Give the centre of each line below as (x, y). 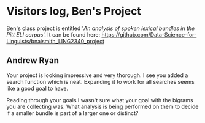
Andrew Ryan (33, 60)
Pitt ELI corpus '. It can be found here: (53, 34)
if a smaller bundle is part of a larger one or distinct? (72, 113)
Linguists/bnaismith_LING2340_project (56, 41)
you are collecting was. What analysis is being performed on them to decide (102, 106)
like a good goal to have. (37, 88)
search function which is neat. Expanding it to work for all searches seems (100, 81)
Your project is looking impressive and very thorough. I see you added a (97, 75)
